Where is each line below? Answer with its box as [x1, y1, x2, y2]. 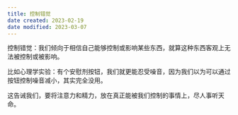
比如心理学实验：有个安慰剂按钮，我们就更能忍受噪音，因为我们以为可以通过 [7, 68, 231, 76]
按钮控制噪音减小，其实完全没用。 [7, 76, 107, 85]
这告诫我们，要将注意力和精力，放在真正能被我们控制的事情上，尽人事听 [7, 91, 218, 99]
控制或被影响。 [19, 52, 64, 61]
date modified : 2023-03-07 [7, 23, 87, 30]
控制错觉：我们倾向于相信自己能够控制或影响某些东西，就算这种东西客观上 [7, 44, 225, 52]
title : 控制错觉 [7, 10, 51, 18]
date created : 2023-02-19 [7, 17, 84, 24]
